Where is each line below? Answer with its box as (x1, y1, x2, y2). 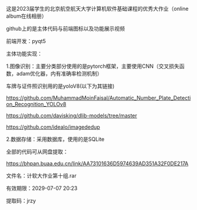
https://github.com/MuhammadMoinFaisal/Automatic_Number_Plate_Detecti (6, 94, 191, 101)
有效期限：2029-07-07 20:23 (6, 185, 78, 192)
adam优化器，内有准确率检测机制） (16, 70, 103, 77)
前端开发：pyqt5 (6, 38, 46, 44)
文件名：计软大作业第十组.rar (6, 172, 77, 179)
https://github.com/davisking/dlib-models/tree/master (6, 112, 137, 119)
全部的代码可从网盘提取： (6, 148, 68, 155)
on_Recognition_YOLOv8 (6, 101, 67, 107)
